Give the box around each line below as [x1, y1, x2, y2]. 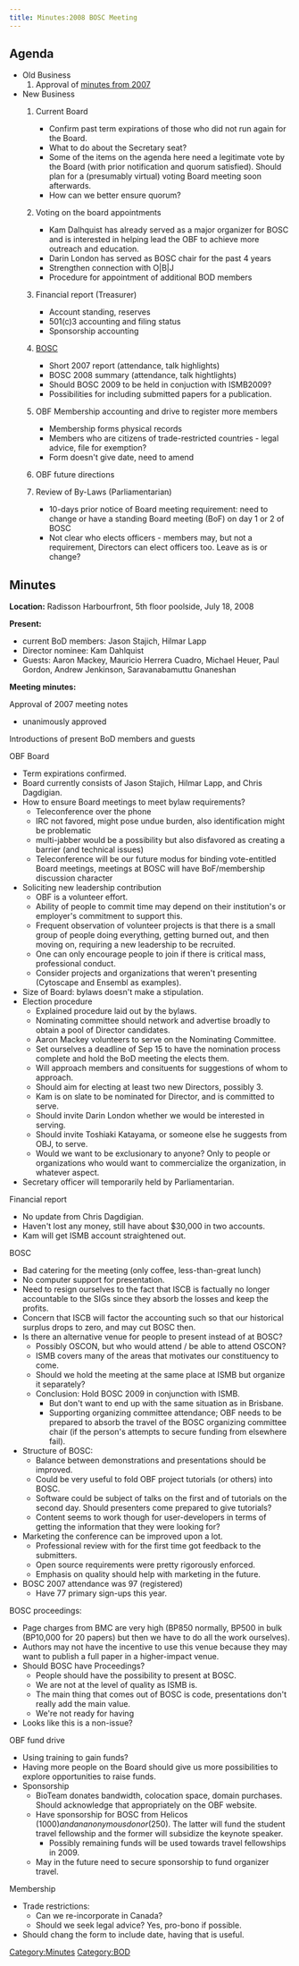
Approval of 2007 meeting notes [9, 699, 129, 710]
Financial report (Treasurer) [35, 290, 137, 300]
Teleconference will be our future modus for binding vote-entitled [35, 854, 277, 865]
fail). [48, 1436, 66, 1447]
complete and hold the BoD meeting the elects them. [35, 1053, 229, 1064]
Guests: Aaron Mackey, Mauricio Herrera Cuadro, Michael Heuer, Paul [21, 654, 279, 666]
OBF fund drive [9, 1735, 65, 1746]
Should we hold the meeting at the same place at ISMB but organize [35, 1370, 286, 1380]
